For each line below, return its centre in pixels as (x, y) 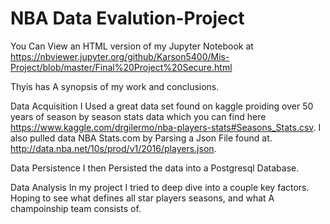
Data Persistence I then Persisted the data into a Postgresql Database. (155, 168)
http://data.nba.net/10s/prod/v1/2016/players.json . (113, 148)
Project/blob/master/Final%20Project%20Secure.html (121, 67)
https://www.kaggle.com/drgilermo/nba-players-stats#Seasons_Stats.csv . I (166, 127)
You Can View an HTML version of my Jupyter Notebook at (132, 46)
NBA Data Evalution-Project (127, 18)
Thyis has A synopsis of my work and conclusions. (115, 86)
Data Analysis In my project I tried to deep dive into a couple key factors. (160, 187)
